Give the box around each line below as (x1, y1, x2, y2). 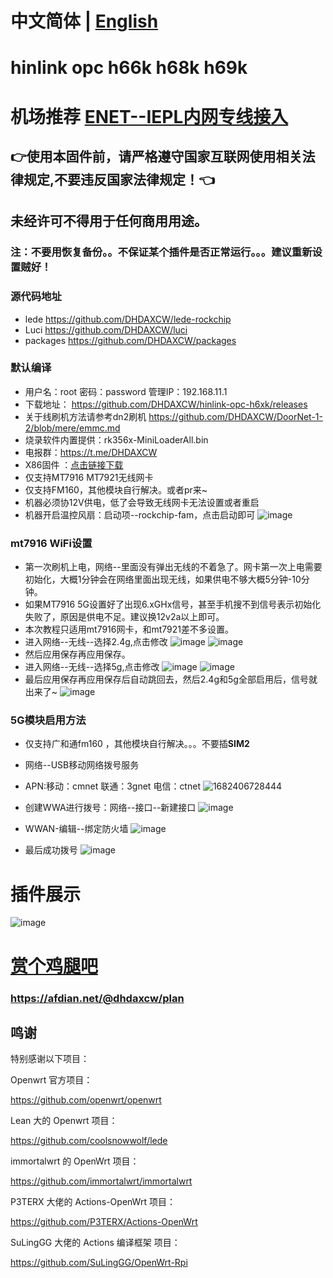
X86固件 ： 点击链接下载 (24, 458, 124, 471)
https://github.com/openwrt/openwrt (10, 1094, 162, 1106)
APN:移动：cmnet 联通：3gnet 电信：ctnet (24, 780, 201, 792)
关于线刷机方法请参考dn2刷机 (24, 410, 147, 422)
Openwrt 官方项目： (10, 1074, 93, 1086)
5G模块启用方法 (10, 713, 87, 727)
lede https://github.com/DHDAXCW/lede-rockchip (24, 313, 232, 325)
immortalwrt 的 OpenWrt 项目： (10, 1155, 140, 1167)
